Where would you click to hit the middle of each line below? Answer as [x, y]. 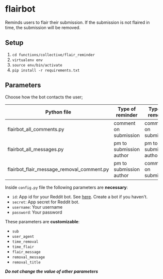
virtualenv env [27, 60]
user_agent [23, 236]
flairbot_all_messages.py [36, 149]
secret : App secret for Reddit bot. [46, 202]
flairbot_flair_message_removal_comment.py [58, 169]
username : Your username [37, 207]
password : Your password [37, 212]
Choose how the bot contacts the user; [44, 97]
